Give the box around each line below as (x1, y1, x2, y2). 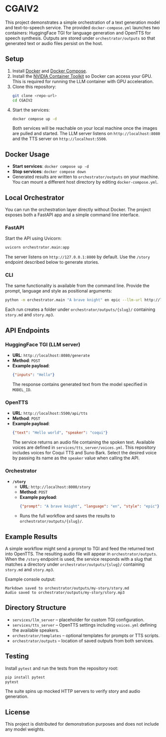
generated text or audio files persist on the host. (5, 40, 103, 46)
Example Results (5, 533, 58, 541)
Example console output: (5, 576, 56, 582)
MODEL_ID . (12, 387, 32, 393)
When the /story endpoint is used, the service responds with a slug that (5, 556, 152, 562)
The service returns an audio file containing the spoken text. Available (12, 439, 155, 445)
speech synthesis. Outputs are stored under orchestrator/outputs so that (5, 35, 155, 41)
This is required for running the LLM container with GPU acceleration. (12, 78, 154, 84)
